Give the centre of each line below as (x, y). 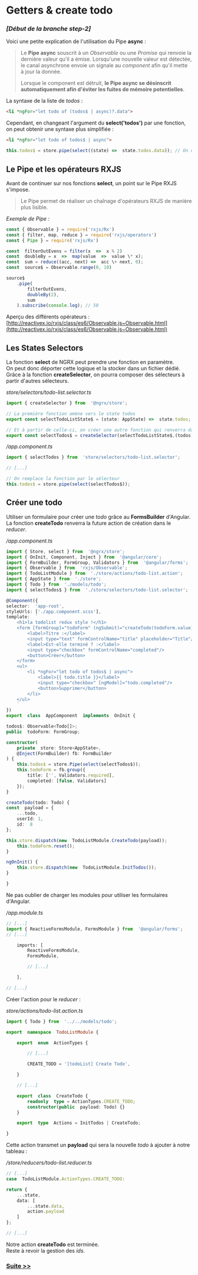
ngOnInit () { (22, 862)
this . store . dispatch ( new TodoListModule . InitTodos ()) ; (87, 867)
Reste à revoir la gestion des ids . (46, 1250)
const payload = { (30, 808)
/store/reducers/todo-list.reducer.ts (49, 1163)
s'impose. (18, 189)
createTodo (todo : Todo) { (38, 803)
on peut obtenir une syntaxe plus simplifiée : (60, 129)
